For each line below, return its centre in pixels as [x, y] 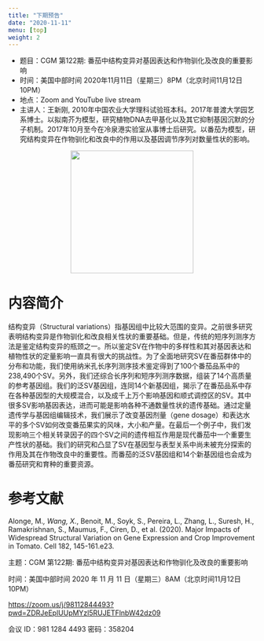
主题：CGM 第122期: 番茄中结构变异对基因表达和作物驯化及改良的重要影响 [128, 562]
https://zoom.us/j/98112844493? [61, 605]
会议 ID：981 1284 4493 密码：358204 [71, 629]
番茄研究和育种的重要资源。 [53, 464]
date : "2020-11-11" [40, 23]
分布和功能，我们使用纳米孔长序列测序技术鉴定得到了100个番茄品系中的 [124, 366]
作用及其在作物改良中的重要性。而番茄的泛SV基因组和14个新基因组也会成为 [130, 454]
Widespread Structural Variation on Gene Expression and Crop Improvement [132, 538]
